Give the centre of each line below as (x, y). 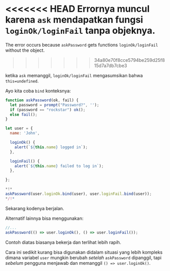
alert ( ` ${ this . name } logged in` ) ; (51, 147)
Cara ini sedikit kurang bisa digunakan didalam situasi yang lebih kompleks (84, 252)
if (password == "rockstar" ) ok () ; (48, 110)
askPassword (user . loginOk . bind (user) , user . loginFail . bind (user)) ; (79, 194)
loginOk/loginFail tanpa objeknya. (80, 31)
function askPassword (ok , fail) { (42, 100)
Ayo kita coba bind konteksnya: (38, 91)
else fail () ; (24, 115)
